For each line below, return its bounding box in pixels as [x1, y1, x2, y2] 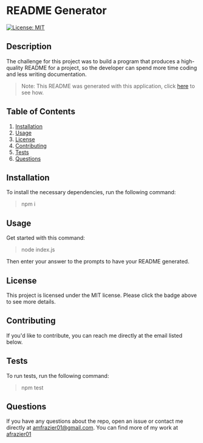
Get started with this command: [6, 234, 85, 242]
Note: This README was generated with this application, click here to [21, 82, 196, 89]
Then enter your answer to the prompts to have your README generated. [6, 258, 190, 265]
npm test [21, 384, 44, 391]
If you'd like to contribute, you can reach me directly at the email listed [6, 332, 183, 339]
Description [6, 41, 52, 52]
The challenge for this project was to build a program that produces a [6, 57, 181, 65]
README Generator [6, 4, 107, 18]
